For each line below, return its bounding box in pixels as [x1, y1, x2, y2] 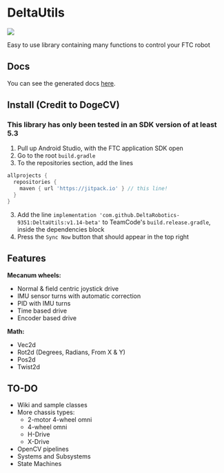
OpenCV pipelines [17, 445, 69, 454]
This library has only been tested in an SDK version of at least [7, 120, 217, 129]
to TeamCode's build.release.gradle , [102, 218, 212, 226]
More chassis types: [17, 408, 75, 416]
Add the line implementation [17, 210, 96, 219]
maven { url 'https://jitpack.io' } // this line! [19, 185, 168, 192]
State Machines [17, 460, 62, 468]
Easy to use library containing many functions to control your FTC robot [7, 40, 210, 49]
